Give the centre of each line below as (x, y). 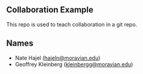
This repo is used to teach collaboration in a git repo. (72, 24)
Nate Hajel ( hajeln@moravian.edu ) (58, 58)
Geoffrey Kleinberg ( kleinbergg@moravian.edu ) (74, 64)
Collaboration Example (50, 10)
